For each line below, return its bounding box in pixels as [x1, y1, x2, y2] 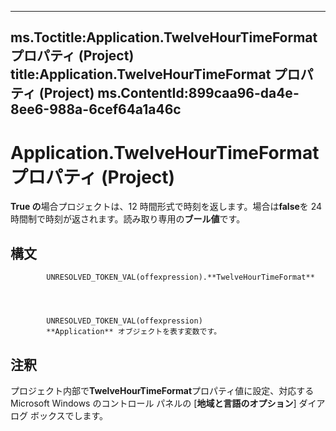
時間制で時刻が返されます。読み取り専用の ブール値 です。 [10, 213, 246, 225]
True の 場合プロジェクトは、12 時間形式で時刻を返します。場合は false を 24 [10, 201, 323, 213]
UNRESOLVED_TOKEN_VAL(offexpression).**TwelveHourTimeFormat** [46, 272, 315, 283]
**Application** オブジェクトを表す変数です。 [46, 327, 222, 337]
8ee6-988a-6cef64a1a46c [10, 101, 182, 118]
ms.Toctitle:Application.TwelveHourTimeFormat [10, 29, 318, 46]
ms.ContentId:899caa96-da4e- [97, 85, 300, 102]
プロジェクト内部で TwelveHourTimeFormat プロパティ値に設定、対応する [10, 384, 315, 396]
